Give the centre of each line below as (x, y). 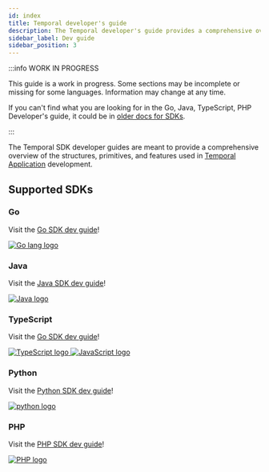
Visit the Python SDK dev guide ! (61, 390)
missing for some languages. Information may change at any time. (117, 92)
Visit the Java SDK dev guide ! (57, 283)
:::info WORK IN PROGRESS (54, 68)
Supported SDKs (51, 189)
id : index (25, 16)
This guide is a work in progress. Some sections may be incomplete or (124, 84)
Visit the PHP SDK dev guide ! (56, 444)
